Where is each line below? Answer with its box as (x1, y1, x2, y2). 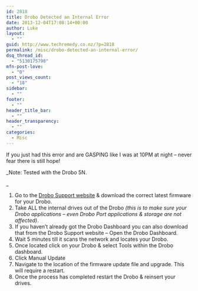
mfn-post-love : (6, 63, 44, 70)
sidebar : (6, 86, 28, 91)
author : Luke (6, 25, 38, 31)
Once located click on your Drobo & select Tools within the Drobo (14, 241, 174, 249)
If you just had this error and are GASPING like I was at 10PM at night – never (6, 151, 192, 158)
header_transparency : (6, 119, 60, 125)
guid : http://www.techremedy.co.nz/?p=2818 (6, 42, 115, 48)
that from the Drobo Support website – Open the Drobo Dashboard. (14, 229, 178, 236)
